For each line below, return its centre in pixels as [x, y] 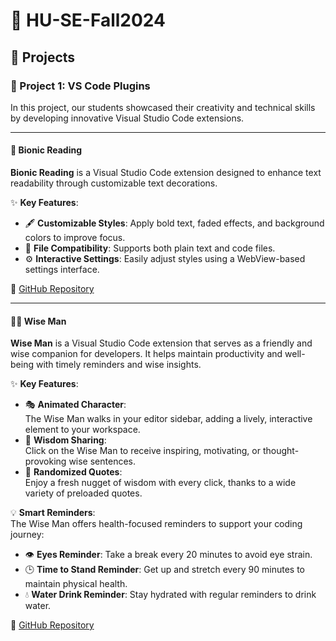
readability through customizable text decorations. [114, 183]
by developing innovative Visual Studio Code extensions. [127, 118]
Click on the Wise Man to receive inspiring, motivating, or [142, 451]
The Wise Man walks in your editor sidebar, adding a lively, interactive [168, 419]
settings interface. [62, 270]
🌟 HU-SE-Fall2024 [88, 20]
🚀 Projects [43, 57]
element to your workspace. [82, 430]
